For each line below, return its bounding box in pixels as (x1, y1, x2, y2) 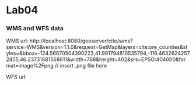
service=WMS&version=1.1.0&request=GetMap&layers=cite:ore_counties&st (6, 44, 188, 51)
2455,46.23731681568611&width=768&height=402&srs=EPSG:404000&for (6, 56, 186, 63)
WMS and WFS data (6, 24, 64, 33)
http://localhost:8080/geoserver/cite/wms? (29, 37, 133, 44)
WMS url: (6, 37, 29, 44)
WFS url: (6, 73, 27, 80)
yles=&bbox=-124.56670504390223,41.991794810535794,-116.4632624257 (6, 50, 190, 57)
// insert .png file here (54, 62, 107, 69)
